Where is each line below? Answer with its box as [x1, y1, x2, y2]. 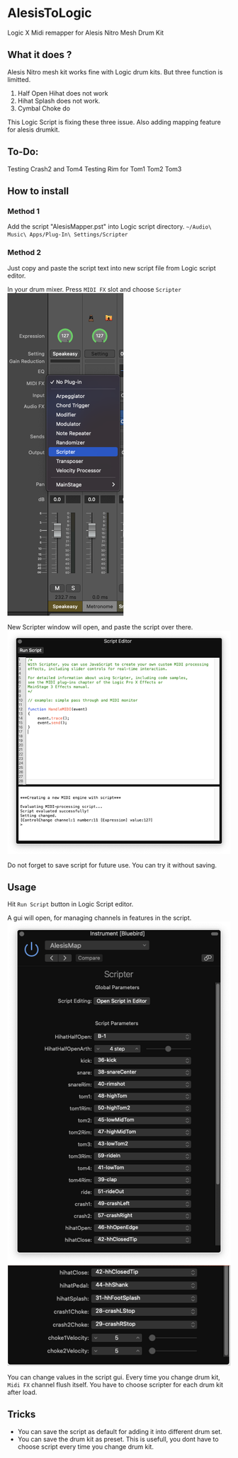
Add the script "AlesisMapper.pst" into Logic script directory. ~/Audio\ [7, 222, 212, 231]
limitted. [7, 75, 31, 84]
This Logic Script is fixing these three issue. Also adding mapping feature [7, 118, 221, 126]
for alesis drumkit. [7, 125, 60, 134]
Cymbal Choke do [17, 104, 71, 113]
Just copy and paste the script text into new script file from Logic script [7, 263, 216, 272]
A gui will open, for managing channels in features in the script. [7, 913, 192, 922]
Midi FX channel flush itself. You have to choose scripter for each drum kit [7, 1380, 224, 1389]
